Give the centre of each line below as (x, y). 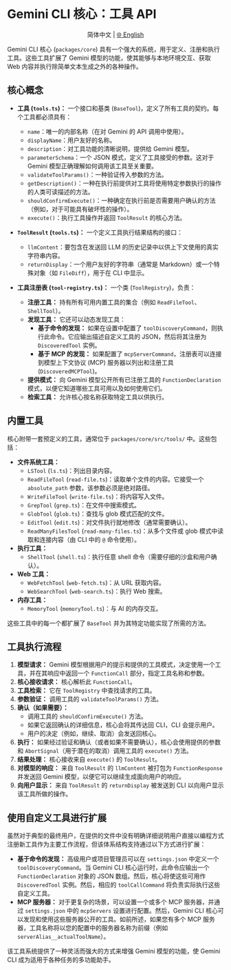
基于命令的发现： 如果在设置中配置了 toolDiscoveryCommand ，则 (128, 327)
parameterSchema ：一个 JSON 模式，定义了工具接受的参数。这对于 (121, 157)
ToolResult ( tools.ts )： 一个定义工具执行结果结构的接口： (100, 232)
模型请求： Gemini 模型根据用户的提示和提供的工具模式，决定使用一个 (116, 665)
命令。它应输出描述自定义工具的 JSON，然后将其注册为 (128, 336)
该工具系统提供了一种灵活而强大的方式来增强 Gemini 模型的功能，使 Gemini (114, 951)
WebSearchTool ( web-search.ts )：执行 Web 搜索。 (97, 591)
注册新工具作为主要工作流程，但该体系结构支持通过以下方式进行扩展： (107, 845)
